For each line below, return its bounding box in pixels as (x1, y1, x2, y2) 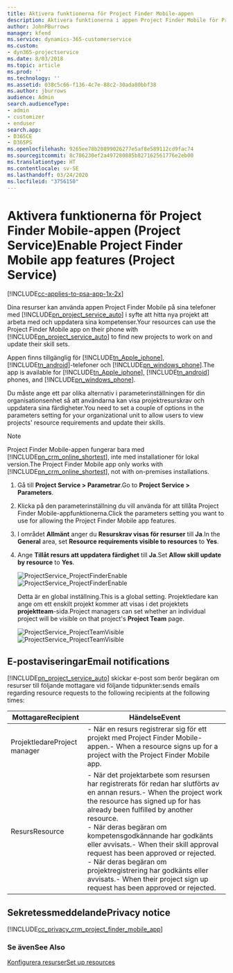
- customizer (7, 113, 45, 120)
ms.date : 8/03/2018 (7, 56, 64, 62)
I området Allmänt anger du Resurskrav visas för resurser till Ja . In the (17, 530, 221, 539)
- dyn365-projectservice (7, 49, 79, 56)
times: (7, 696, 25, 704)
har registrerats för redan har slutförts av (87, 779, 220, 788)
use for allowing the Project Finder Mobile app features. (17, 516, 177, 525)
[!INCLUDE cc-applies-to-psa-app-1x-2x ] (7, 289, 124, 298)
